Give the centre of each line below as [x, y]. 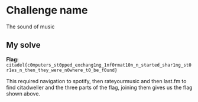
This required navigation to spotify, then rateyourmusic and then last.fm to [96, 81]
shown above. [23, 93]
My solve [23, 45]
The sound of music [30, 27]
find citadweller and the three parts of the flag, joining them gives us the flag [99, 87]
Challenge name [47, 10]
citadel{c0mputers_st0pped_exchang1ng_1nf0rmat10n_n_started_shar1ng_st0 [99, 65]
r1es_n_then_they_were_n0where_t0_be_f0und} [62, 70]
